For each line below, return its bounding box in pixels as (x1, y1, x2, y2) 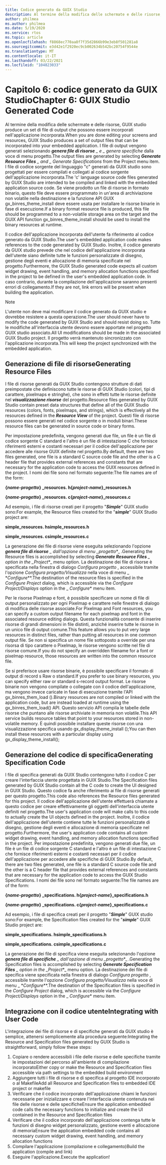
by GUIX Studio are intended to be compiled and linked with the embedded (5, 180, 158, 186)
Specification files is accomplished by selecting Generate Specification (5, 961, 152, 967)
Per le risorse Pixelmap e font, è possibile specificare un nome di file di (5, 595, 150, 601)
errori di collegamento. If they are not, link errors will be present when (5, 284, 146, 290)
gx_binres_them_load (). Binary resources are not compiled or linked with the (5, 694, 160, 700)
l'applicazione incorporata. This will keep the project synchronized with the (5, 341, 157, 346)
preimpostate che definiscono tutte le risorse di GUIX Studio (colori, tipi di (5, 386, 156, 392)
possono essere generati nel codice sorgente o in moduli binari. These (5, 417, 147, 423)
